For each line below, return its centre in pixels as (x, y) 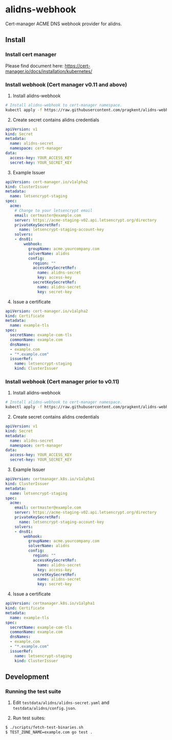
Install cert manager (31, 55)
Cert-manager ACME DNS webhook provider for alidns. (63, 24)
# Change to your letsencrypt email (54, 210)
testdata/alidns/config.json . (45, 708)
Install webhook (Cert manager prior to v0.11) (62, 382)
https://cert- (78, 66)
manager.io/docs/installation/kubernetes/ (49, 71)
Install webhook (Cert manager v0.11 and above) (66, 84)
